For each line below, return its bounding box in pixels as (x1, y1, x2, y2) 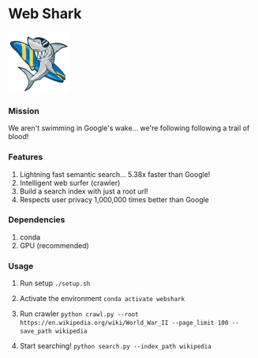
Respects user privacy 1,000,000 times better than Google (19, 194, 210, 204)
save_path (19, 327, 53, 336)
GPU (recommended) (19, 240, 89, 250)
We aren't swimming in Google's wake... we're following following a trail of (8, 123, 250, 133)
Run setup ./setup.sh (19, 278, 91, 288)
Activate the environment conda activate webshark (19, 294, 185, 303)
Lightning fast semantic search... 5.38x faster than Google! (19, 169, 211, 179)
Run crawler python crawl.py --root (19, 309, 140, 318)
